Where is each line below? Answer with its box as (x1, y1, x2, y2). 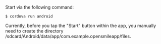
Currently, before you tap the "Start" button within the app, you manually (5, 22, 156, 28)
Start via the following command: (5, 4, 74, 10)
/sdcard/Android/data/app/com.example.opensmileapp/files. (5, 33, 131, 39)
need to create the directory (5, 28, 64, 34)
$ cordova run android (5, 14, 53, 19)
